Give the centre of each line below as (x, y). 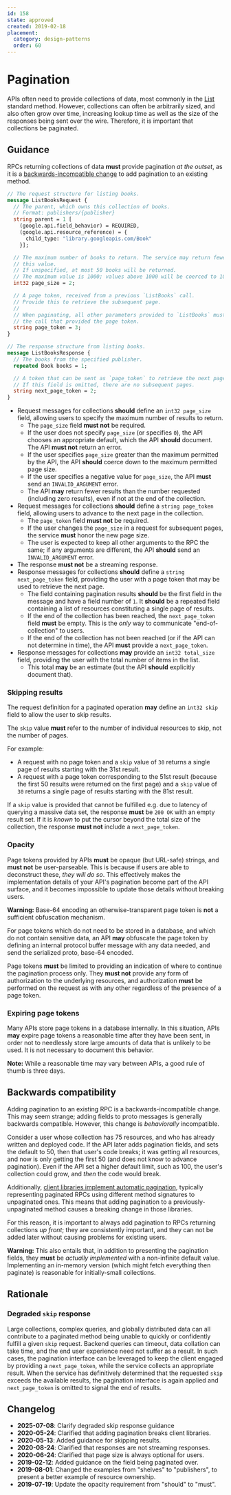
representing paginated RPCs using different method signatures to (101, 1194)
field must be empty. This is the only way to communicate (110, 623)
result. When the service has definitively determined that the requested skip (115, 1373)
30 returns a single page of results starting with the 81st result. (105, 791)
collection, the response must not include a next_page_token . (93, 827)
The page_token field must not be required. (88, 521)
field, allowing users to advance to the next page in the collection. (110, 513)
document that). (50, 675)
